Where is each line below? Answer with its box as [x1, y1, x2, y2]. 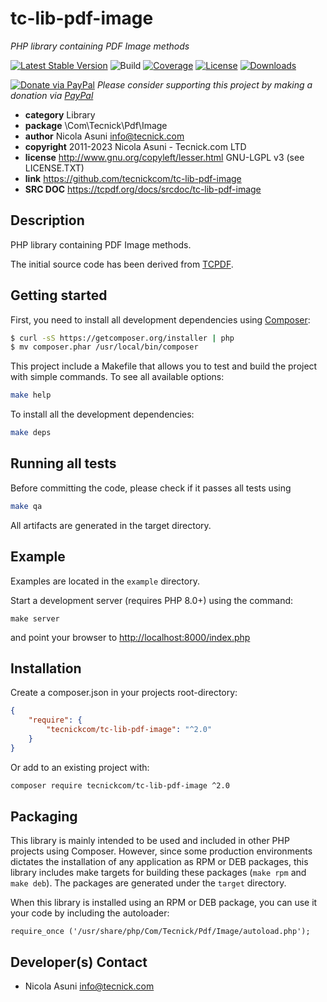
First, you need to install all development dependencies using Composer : [10, 313, 311, 326]
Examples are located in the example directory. [10, 575, 200, 587]
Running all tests [10, 455, 117, 472]
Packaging [10, 808, 78, 826]
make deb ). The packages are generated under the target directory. [10, 877, 287, 889]
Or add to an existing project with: [10, 761, 150, 773]
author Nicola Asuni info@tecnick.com [24, 130, 185, 142]
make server [10, 613, 60, 624]
